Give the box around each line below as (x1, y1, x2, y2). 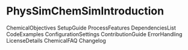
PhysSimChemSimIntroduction (6, 4, 164, 18)
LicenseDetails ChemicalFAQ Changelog (6, 37, 107, 44)
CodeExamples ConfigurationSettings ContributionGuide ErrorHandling (6, 30, 183, 37)
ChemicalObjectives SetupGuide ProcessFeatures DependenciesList (6, 24, 177, 31)
